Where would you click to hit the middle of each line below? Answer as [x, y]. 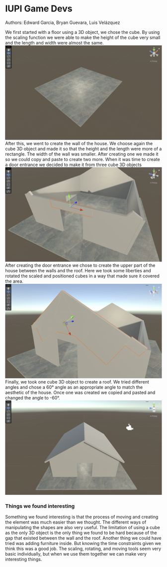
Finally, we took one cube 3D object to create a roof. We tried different [77, 382]
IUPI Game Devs [39, 9]
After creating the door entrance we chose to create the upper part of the [80, 265]
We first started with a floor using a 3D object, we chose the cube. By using [83, 32]
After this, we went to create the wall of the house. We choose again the [79, 143]
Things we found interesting [40, 506]
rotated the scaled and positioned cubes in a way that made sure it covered [83, 276]
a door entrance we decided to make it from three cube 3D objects [73, 165]
